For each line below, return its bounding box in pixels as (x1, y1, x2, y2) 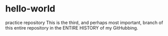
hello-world (5, 3, 56, 14)
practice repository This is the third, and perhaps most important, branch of (5, 19, 163, 25)
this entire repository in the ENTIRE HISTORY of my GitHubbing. (5, 24, 139, 30)
